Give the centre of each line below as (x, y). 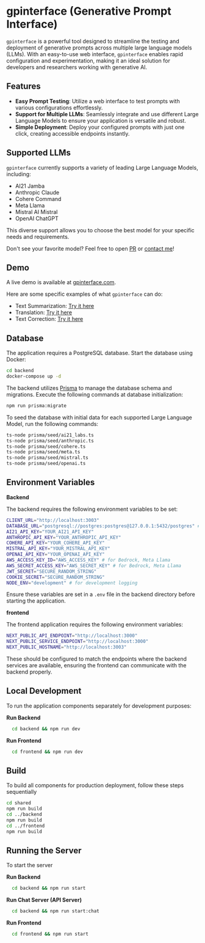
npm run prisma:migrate (37, 405)
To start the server (30, 865)
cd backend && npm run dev (46, 728)
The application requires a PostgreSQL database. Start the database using (100, 353)
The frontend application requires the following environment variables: (95, 625)
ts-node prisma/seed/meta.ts (43, 452)
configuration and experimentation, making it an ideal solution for (88, 61)
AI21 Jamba (30, 186)
